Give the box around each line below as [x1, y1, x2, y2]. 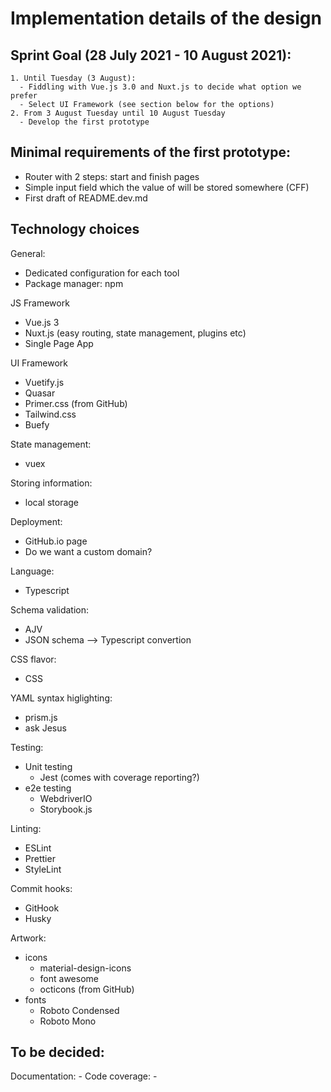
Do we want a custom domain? [24, 545, 153, 557]
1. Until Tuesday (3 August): [10, 73, 137, 83]
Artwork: [10, 932, 47, 944]
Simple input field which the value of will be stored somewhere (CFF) [24, 181, 310, 193]
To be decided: [10, 1044, 105, 1061]
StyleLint [24, 863, 62, 875]
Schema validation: [10, 603, 90, 616]
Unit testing [24, 760, 73, 772]
